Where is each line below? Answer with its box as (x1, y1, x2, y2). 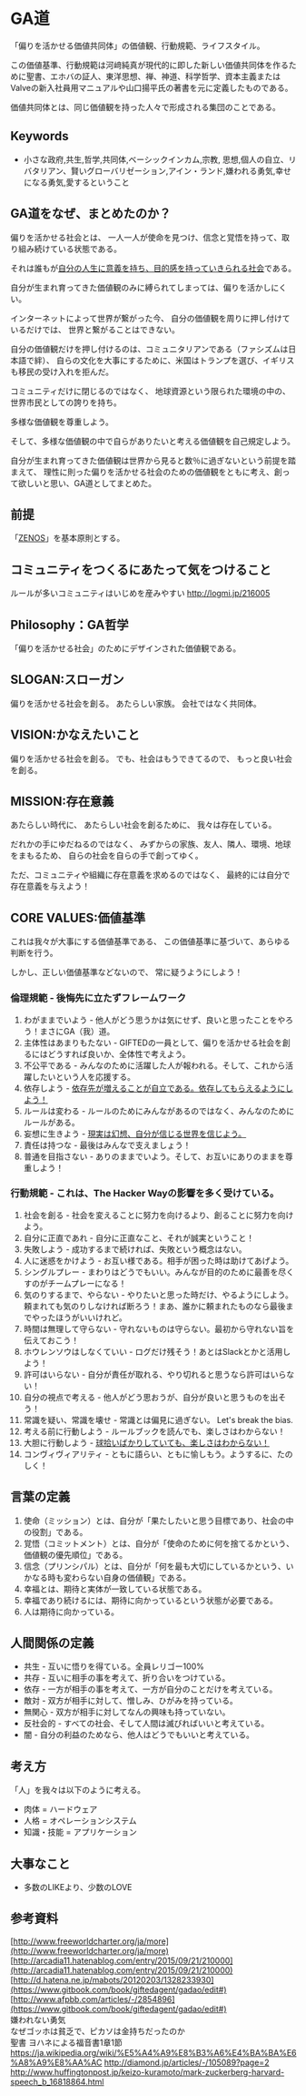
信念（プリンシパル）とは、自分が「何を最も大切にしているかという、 (23, 1561, 286, 1572)
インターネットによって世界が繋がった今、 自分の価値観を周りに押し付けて (10, 312, 291, 323)
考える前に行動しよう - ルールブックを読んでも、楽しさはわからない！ (23, 1426, 286, 1437)
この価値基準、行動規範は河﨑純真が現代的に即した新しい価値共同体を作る (10, 59, 289, 70)
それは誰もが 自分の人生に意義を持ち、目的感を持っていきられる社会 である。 (10, 262, 297, 273)
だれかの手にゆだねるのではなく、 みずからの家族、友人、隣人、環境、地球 (10, 839, 291, 850)
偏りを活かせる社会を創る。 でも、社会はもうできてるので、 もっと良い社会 (10, 753, 293, 764)
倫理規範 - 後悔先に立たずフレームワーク (10, 992, 187, 1004)
